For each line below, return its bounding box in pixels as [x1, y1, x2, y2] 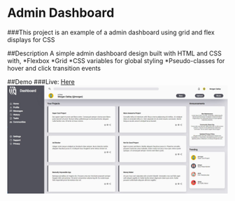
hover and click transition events [7, 64, 101, 72]
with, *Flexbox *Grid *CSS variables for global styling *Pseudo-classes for [7, 56, 225, 64]
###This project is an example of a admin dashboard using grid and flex [7, 28, 215, 36]
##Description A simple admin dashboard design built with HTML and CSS [7, 49, 222, 57]
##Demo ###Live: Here [7, 77, 76, 85]
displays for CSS [7, 35, 55, 43]
